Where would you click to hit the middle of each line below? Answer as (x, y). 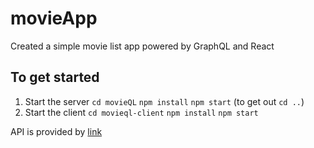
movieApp (54, 18)
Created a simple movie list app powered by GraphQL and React (142, 46)
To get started (55, 77)
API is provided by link (56, 131)
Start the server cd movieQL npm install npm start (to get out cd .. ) (164, 101)
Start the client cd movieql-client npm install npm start (141, 112)
